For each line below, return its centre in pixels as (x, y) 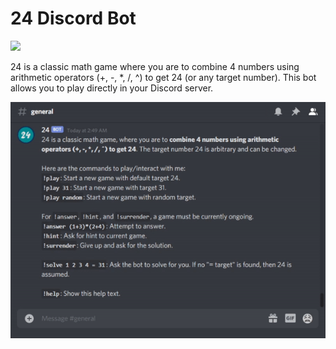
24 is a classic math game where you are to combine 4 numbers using (155, 66)
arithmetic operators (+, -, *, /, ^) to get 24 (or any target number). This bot (163, 77)
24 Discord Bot (73, 18)
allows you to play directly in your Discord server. (112, 88)
